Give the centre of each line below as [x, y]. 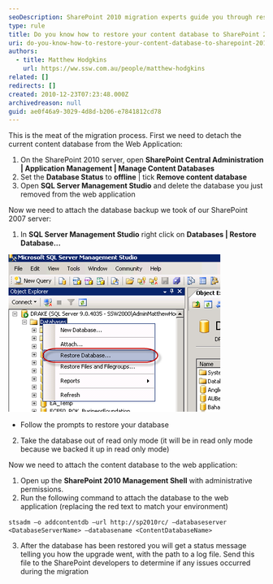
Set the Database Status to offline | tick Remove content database [134, 177]
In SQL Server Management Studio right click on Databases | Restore [138, 235]
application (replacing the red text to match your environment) [124, 507]
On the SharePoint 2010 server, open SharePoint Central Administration [142, 160]
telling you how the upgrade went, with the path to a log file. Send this [137, 554]
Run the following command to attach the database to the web [124, 498]
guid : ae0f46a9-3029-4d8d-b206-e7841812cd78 [85, 111]
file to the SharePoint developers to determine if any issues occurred [135, 563]
